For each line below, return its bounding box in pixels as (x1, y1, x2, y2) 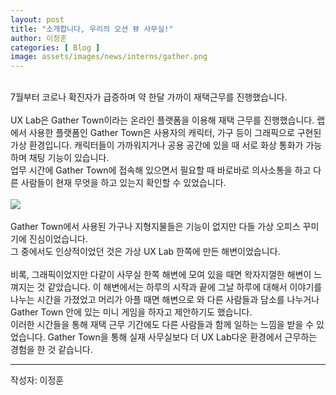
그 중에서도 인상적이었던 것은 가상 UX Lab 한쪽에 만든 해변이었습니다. (10, 246, 281, 258)
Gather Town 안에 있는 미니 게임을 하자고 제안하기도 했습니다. (10, 306, 253, 318)
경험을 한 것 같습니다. (10, 344, 93, 356)
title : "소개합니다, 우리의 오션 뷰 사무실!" (10, 24, 174, 34)
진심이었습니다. (28, 233, 88, 245)
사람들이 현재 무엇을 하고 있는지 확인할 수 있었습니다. (20, 177, 227, 189)
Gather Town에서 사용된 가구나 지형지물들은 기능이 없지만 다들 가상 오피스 (10, 221, 301, 233)
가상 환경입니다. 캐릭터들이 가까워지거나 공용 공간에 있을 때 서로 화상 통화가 (10, 139, 304, 151)
